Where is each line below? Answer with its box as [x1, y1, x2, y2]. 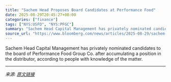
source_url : [5, 31, 31, 36]
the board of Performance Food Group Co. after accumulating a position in [5, 50, 161, 57]
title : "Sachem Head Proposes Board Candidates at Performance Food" [5, 7, 156, 13]
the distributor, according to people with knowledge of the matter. [5, 56, 143, 62]
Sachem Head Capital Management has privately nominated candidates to [5, 45, 161, 51]
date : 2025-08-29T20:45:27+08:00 [5, 12, 76, 17]
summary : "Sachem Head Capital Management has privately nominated [5, 26, 152, 32]
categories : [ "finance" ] [5, 17, 58, 22]
